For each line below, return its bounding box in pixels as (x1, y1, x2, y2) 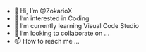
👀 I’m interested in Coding (13, 14, 90, 22)
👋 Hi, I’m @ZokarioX (13, 7, 73, 15)
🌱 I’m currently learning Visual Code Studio (13, 22, 140, 30)
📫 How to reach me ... (13, 37, 80, 45)
